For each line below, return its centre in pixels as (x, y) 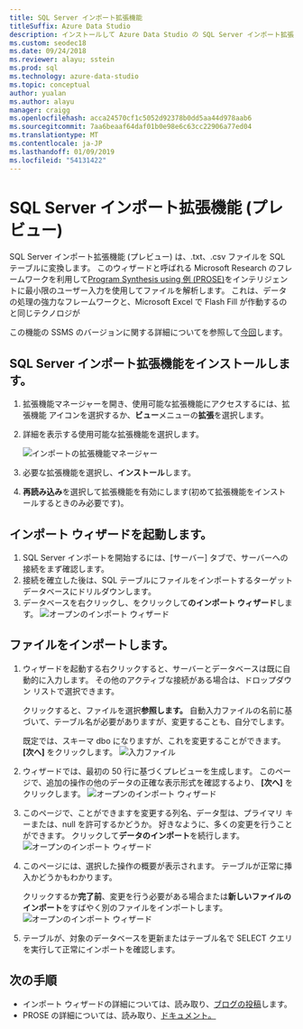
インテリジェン (260, 280)
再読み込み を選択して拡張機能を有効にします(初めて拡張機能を (138, 492)
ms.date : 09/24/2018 (48, 51)
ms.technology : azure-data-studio (74, 77)
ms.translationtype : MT (54, 135)
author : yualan (38, 93)
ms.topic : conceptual (50, 85)
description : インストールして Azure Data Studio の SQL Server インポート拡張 (152, 34)
